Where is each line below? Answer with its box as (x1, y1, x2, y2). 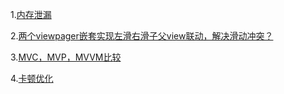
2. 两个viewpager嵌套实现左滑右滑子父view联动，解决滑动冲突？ (10, 30, 274, 42)
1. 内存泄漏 (10, 9, 52, 20)
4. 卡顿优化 (10, 73, 54, 84)
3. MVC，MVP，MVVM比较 (10, 51, 122, 63)
